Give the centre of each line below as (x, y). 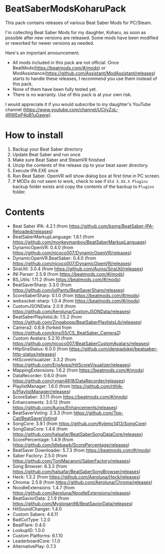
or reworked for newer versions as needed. (50, 43)
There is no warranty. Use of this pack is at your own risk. (72, 94)
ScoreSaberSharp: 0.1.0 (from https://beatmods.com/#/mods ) (76, 295)
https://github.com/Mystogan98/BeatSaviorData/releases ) (72, 503)
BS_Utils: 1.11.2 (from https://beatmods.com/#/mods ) (67, 279)
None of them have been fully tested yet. (55, 89)
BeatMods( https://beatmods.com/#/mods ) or (59, 68)
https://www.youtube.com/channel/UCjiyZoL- (71, 109)
